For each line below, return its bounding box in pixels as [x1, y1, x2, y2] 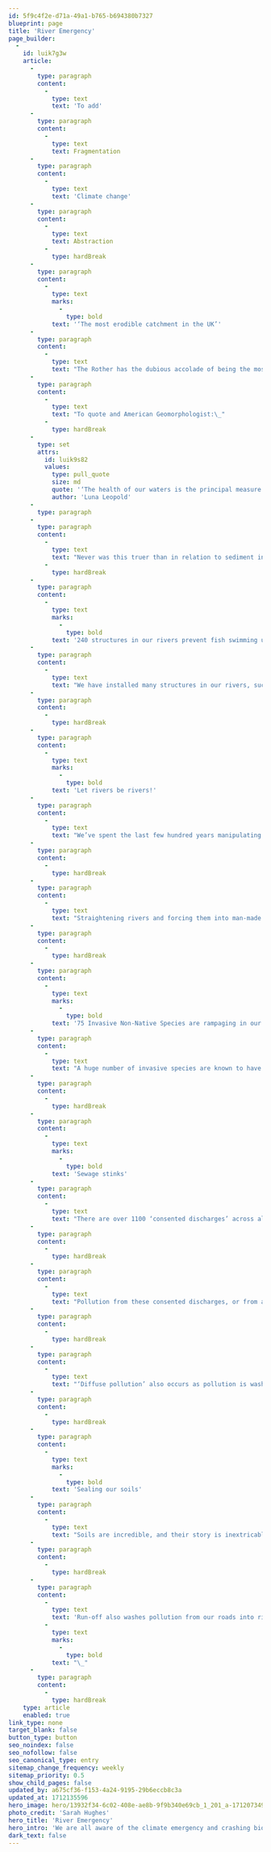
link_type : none [8, 1719, 63, 1727]
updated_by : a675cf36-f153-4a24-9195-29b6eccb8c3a [8, 1786, 182, 1795]
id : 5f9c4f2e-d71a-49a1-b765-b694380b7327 [8, 11, 153, 20]
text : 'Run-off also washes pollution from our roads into [51, 1613, 254, 1622]
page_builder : [8, 34, 56, 43]
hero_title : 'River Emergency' [8, 1816, 114, 1825]
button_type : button [8, 1734, 78, 1742]
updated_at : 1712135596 [8, 1794, 89, 1802]
